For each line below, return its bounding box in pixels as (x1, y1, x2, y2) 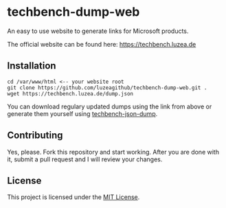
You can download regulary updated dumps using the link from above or (7, 102, 212, 111)
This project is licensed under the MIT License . (7, 193, 140, 201)
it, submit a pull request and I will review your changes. (7, 155, 163, 163)
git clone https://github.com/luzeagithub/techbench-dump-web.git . (7, 84, 207, 91)
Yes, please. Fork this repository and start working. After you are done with (7, 148, 220, 156)
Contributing (7, 130, 63, 141)
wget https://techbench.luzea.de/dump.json (7, 90, 134, 97)
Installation (7, 60, 56, 72)
